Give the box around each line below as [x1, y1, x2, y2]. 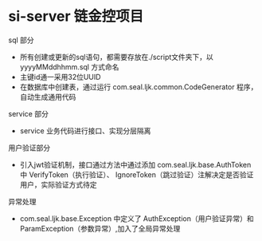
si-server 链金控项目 [8, 7, 144, 26]
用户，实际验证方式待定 [19, 180, 97, 189]
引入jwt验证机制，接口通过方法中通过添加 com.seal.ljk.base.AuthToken [19, 160, 252, 169]
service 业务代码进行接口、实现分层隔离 [19, 125, 151, 136]
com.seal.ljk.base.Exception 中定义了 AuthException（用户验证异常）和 [19, 213, 255, 223]
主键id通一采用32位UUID [19, 72, 101, 81]
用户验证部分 [8, 143, 50, 152]
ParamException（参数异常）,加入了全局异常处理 [19, 223, 181, 233]
